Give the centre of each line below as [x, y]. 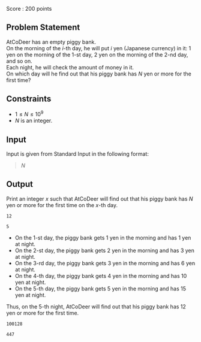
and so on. [19, 61]
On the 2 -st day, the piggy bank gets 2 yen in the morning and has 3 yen [105, 250]
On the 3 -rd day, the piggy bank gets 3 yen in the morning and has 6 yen [105, 263]
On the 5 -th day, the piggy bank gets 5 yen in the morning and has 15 [100, 288]
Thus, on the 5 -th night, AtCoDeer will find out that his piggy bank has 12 [96, 306]
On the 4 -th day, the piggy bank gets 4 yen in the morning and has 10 [101, 276]
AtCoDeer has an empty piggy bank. [51, 42]
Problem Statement [43, 27]
